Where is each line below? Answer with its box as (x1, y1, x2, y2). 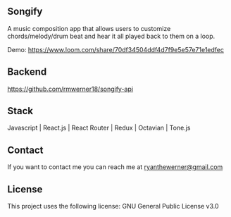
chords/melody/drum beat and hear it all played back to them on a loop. (7, 32, 216, 40)
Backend (7, 66, 47, 78)
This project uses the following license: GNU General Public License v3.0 (7, 202, 219, 211)
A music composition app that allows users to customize (7, 24, 171, 32)
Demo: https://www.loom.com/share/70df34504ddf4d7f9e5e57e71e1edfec (7, 45, 224, 54)
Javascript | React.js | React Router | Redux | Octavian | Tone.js (7, 123, 191, 132)
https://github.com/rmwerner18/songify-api (7, 85, 134, 93)
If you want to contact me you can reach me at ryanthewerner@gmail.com (7, 163, 223, 171)
